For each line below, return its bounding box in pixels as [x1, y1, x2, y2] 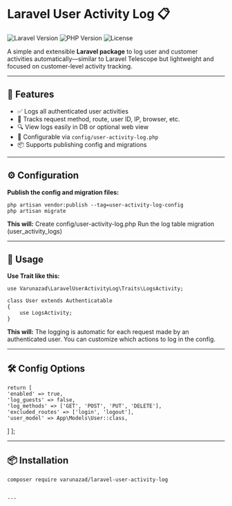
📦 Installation [7, 454, 69, 466]
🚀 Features [7, 89, 55, 101]
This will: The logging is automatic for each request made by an [7, 328, 190, 336]
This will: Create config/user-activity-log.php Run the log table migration [7, 220, 215, 228]
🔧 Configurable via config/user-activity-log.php [17, 132, 159, 141]
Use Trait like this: [7, 272, 60, 280]
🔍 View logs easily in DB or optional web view [17, 123, 149, 131]
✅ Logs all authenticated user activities [17, 107, 129, 115]
